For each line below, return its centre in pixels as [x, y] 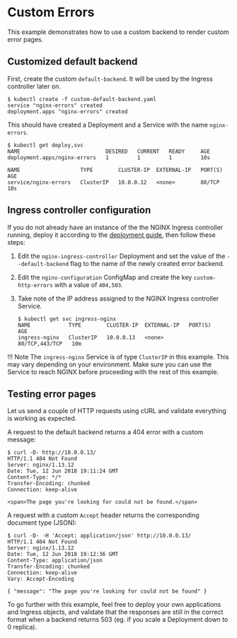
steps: [16, 242]
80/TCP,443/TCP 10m [49, 344]
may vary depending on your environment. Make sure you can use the [110, 364]
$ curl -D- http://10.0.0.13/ [52, 453]
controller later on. [34, 86]
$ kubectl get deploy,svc [45, 145]
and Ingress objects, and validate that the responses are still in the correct [115, 612]
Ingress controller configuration [79, 210]
